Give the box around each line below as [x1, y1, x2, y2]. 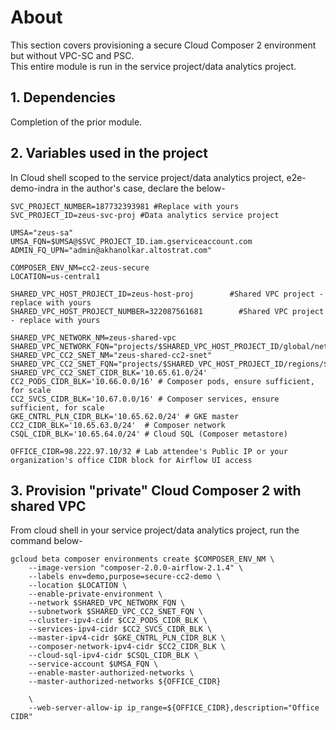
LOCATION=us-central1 [10, 271, 101, 281]
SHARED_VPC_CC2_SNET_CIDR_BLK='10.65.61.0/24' [10, 367, 208, 378]
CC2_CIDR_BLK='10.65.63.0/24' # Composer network [10, 420, 226, 430]
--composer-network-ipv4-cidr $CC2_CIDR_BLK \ [28, 642, 226, 652]
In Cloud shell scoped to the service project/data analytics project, [10, 171, 285, 183]
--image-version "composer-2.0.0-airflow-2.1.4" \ [28, 563, 244, 573]
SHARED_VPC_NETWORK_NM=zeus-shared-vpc [10, 332, 177, 343]
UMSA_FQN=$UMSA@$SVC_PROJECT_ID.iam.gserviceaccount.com [10, 236, 253, 246]
